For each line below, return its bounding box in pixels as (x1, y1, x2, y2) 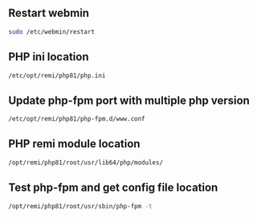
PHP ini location (8, 50, 89, 64)
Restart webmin (8, 6, 90, 20)
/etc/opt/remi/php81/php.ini (8, 72, 106, 80)
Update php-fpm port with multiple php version (8, 93, 251, 107)
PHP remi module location (8, 137, 141, 151)
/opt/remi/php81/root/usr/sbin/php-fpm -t (8, 202, 153, 210)
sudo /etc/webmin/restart (8, 27, 95, 35)
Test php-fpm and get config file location (8, 181, 218, 195)
